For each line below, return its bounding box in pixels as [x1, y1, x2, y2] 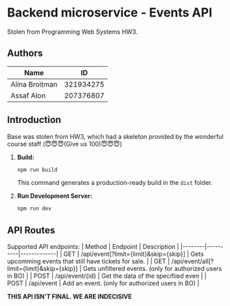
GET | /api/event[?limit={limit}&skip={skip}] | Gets [63, 250, 204, 259]
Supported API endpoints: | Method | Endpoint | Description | [7, 243, 180, 251]
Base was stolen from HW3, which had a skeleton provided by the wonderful [7, 132, 225, 140]
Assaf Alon [10, 91, 46, 100]
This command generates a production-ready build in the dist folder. [16, 179, 213, 187]
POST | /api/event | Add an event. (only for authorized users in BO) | [7, 279, 200, 287]
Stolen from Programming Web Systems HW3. [7, 28, 138, 36]
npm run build [16, 166, 58, 173]
